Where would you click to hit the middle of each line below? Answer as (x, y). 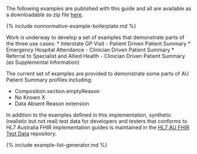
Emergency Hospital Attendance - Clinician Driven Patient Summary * (90, 50)
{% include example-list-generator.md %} (57, 145)
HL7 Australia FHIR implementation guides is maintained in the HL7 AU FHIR (98, 127)
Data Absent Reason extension (52, 104)
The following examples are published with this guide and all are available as (99, 8)
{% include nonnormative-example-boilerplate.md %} (71, 26)
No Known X (30, 97)
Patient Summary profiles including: (49, 80)
